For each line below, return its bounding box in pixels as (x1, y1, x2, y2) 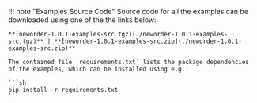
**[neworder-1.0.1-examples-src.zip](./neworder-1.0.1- (54, 37, 243, 45)
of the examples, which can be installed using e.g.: (8, 65, 190, 73)
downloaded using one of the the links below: (8, 15, 157, 25)
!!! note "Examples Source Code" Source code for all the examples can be (8, 7, 249, 16)
